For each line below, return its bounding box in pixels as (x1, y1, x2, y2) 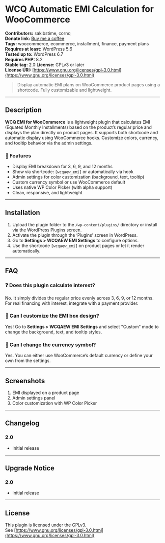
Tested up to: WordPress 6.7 (5, 51, 63, 57)
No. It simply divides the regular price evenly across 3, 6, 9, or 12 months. (5, 295, 154, 301)
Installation (5, 209, 40, 217)
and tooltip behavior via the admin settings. (5, 140, 93, 146)
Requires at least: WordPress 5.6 (5, 46, 73, 52)
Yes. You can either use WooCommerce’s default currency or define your (5, 353, 153, 359)
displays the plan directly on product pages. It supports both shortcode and (5, 129, 158, 135)
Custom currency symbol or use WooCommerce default (12, 179, 126, 185)
